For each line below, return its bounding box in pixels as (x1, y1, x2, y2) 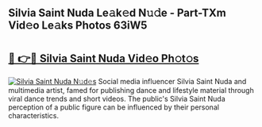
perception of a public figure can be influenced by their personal (8, 102, 220, 112)
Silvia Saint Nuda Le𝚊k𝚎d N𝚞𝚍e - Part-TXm (8, 6, 226, 20)
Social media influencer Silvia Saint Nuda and (98, 77, 247, 86)
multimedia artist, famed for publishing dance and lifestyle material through (8, 86, 254, 94)
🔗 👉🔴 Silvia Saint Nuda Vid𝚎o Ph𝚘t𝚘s (8, 52, 199, 65)
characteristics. (8, 111, 60, 120)
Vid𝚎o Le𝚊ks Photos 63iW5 (8, 19, 148, 33)
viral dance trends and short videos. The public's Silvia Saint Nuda (8, 94, 226, 103)
